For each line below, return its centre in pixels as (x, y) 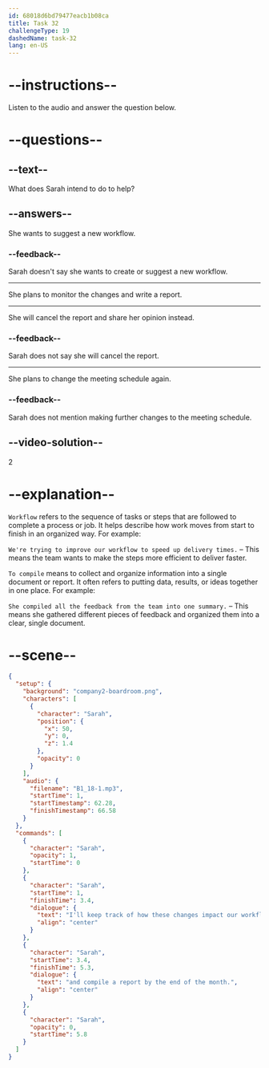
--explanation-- (62, 494)
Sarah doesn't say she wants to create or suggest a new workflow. (118, 272)
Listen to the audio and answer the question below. (92, 108)
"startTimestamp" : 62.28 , (72, 803)
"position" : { (60, 721)
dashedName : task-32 (43, 38)
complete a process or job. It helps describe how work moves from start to (131, 525)
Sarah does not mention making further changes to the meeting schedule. (130, 417)
